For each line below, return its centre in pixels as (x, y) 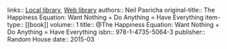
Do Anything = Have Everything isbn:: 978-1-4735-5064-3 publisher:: (106, 32)
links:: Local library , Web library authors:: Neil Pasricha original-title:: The (111, 10)
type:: (16, 24)
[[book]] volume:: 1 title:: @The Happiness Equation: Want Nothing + (122, 24)
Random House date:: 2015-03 (51, 39)
